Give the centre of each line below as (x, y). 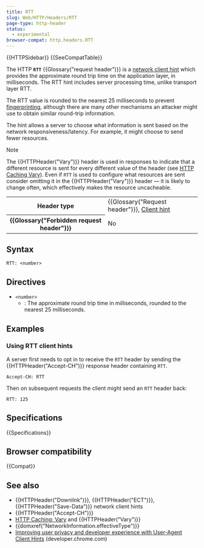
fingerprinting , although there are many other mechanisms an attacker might (102, 107)
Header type (56, 206)
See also (23, 485)
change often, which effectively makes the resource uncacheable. (89, 187)
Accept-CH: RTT (25, 377)
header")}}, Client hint (139, 209)
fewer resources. (28, 138)
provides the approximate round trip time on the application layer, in (91, 76)
